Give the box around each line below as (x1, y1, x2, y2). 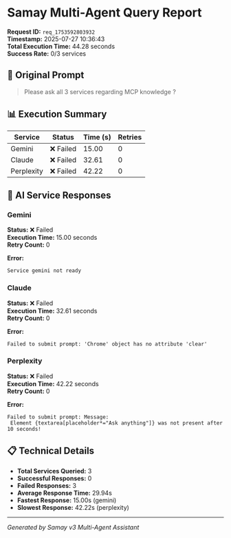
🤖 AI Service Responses (7, 189, 111, 201)
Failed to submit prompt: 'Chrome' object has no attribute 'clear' (7, 340, 208, 348)
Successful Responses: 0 (16, 474, 92, 482)
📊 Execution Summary (7, 109, 107, 120)
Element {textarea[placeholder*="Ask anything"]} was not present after (10, 419, 223, 427)
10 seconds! (7, 425, 41, 432)
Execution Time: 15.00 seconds (7, 234, 98, 242)
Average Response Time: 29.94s (16, 489, 112, 497)
